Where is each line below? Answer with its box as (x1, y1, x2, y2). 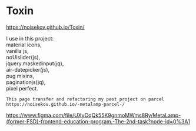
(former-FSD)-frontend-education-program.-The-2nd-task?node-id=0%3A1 (6, 117, 190, 125)
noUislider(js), (6, 53, 41, 61)
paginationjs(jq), (6, 78, 46, 86)
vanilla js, (6, 47, 29, 54)
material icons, (6, 41, 42, 48)
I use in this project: (6, 35, 54, 42)
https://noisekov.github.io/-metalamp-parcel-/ (6, 101, 125, 107)
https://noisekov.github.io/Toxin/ (6, 23, 85, 31)
